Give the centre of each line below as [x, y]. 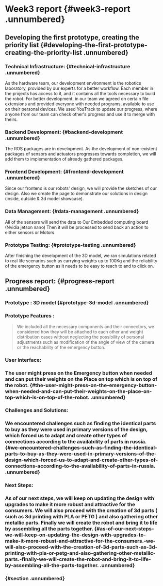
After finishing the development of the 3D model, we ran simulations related [81, 256]
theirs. [11, 119]
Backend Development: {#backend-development [64, 132]
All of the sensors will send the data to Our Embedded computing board [77, 222]
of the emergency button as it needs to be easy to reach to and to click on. [80, 266]
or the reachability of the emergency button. [61, 347]
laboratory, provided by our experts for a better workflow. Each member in [79, 88]
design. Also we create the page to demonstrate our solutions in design [76, 194]
